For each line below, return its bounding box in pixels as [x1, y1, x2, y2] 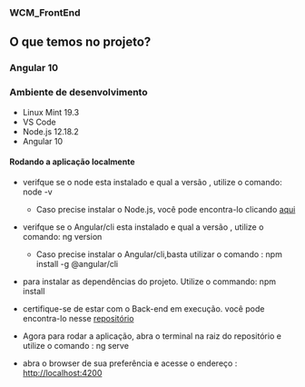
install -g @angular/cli [35, 258, 119, 269]
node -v [22, 186, 53, 197]
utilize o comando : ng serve [22, 340, 130, 351]
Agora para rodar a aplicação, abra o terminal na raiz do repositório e [22, 330, 281, 342]
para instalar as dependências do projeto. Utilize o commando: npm [22, 275, 277, 287]
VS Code [22, 116, 56, 127]
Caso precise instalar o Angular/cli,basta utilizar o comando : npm [35, 248, 283, 260]
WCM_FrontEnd [9, 6, 81, 19]
